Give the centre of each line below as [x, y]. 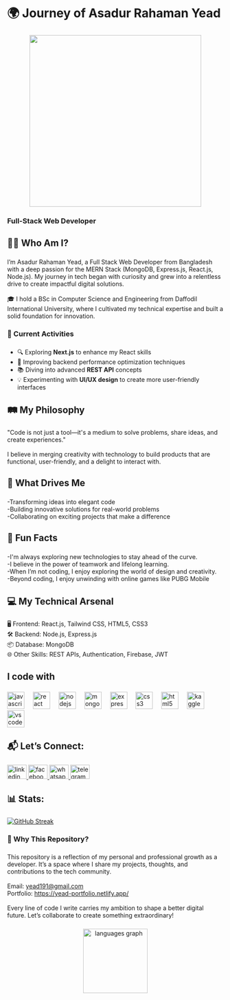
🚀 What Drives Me [46, 482]
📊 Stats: [26, 799]
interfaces [31, 387]
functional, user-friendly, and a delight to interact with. [84, 462]
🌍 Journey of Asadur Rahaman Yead [114, 13]
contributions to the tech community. [59, 872]
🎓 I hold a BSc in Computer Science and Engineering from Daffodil [102, 299]
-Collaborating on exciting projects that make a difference [89, 516]
